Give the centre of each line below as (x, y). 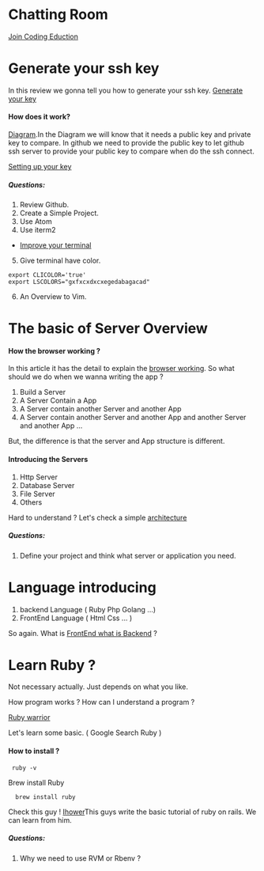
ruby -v (24, 768)
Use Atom (36, 222)
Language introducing (82, 587)
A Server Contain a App (58, 400)
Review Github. (44, 205)
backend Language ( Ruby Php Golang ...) (88, 609)
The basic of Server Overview (108, 329)
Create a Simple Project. (59, 213)
